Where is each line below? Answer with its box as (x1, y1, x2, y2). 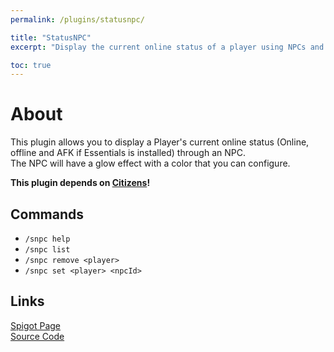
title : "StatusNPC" (10, 32, 92, 43)
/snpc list (24, 245, 71, 255)
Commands (10, 206, 85, 223)
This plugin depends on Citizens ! (10, 177, 151, 189)
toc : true (10, 60, 52, 70)
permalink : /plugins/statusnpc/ (10, 14, 145, 25)
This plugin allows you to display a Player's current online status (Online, (10, 136, 310, 148)
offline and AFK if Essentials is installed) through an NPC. (10, 147, 246, 159)
